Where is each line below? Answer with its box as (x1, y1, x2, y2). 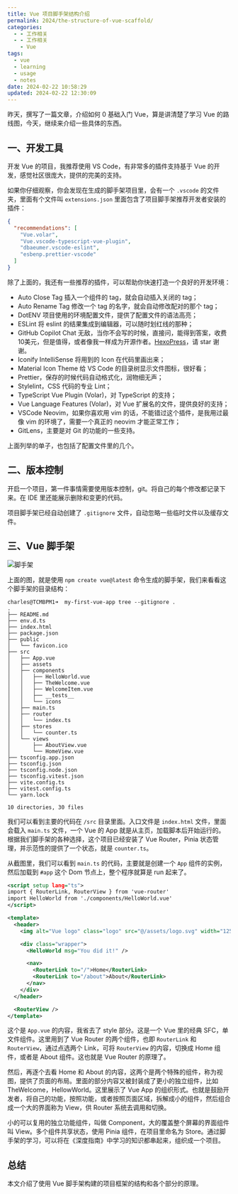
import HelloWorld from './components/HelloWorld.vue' (7, 895, 173, 903)
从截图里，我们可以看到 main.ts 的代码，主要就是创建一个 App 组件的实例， (7, 859, 227, 867)
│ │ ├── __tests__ (7, 692, 74, 699)
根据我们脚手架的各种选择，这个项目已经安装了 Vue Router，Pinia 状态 (7, 834, 213, 843)
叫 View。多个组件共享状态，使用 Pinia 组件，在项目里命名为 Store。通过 (7, 1127, 220, 1136)
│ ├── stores (7, 723, 52, 730)
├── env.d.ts (7, 617, 46, 624)
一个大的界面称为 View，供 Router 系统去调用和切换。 (13, 1103, 171, 1112)
